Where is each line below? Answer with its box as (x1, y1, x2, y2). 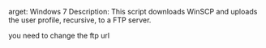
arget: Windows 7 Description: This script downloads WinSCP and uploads (8, 7, 258, 16)
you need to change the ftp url (8, 31, 110, 40)
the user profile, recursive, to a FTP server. (8, 15, 152, 25)
